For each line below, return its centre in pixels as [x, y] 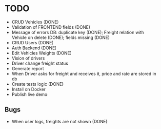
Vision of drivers [28, 58]
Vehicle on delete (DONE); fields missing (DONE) [61, 37]
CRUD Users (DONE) [33, 42]
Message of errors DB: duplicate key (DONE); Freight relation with [78, 32]
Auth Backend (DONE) [34, 48]
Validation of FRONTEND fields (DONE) [51, 27]
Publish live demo [29, 94]
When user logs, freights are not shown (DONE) [60, 121]
